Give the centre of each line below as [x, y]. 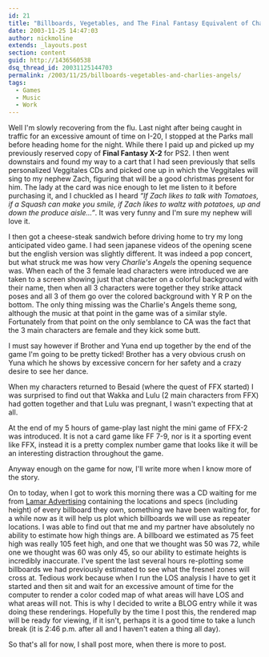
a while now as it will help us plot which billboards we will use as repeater [129, 519]
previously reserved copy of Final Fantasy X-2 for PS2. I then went [119, 154]
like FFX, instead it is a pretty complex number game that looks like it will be [133, 445]
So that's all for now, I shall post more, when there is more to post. [117, 644]
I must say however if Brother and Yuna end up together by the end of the [130, 346]
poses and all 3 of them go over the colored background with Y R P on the [130, 296]
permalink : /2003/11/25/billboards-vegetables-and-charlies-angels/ [125, 75]
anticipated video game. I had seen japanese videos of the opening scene [130, 246]
